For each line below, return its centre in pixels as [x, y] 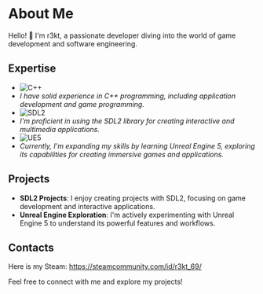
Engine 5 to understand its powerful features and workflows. [117, 223]
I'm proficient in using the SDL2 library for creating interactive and [127, 121]
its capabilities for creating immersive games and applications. [121, 154]
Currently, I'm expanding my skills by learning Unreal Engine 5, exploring [137, 145]
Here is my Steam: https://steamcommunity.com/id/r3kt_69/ [105, 266]
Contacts [31, 247]
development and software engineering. [73, 43]
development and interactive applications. [87, 206]
